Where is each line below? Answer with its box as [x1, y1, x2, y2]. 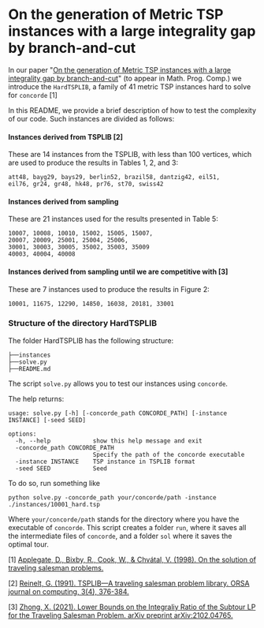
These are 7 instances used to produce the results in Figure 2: [8, 284, 210, 293]
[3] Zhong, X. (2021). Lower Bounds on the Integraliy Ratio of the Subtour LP [8, 602, 256, 611]
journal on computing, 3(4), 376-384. [8, 586, 130, 596]
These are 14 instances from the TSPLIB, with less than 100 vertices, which [8, 150, 252, 159]
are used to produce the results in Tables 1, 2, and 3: [8, 158, 179, 167]
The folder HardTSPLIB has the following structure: [8, 335, 174, 345]
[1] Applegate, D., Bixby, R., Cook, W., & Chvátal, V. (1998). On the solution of [8, 555, 257, 564]
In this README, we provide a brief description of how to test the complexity [8, 105, 257, 115]
